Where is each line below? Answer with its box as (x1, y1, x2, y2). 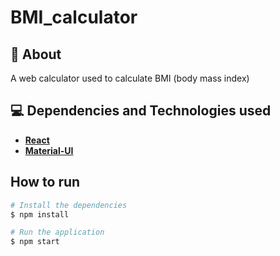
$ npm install (10, 209, 70, 220)
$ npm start (10, 237, 60, 247)
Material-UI (24, 144, 74, 156)
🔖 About (10, 46, 62, 63)
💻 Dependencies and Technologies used (10, 102, 272, 120)
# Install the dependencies (10, 200, 128, 210)
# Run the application (10, 227, 105, 238)
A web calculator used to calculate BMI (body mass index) (10, 72, 250, 84)
